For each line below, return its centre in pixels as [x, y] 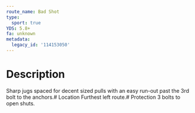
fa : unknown [21, 34]
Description [36, 74]
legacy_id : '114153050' [41, 45]
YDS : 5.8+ [18, 28]
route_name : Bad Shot [33, 12]
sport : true [26, 23]
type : [13, 17]
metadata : [18, 39]
